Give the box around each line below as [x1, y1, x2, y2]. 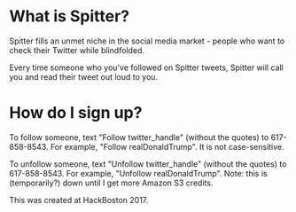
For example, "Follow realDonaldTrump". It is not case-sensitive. [50, 141, 285, 152]
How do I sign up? [9, 103, 143, 123]
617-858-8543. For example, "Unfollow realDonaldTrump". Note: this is [9, 168, 268, 178]
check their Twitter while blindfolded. [9, 44, 144, 55]
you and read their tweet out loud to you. [9, 71, 158, 82]
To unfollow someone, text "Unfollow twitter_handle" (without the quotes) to [9, 158, 287, 169]
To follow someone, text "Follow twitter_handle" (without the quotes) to [9, 131, 269, 143]
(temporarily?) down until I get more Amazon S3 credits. [9, 177, 214, 188]
